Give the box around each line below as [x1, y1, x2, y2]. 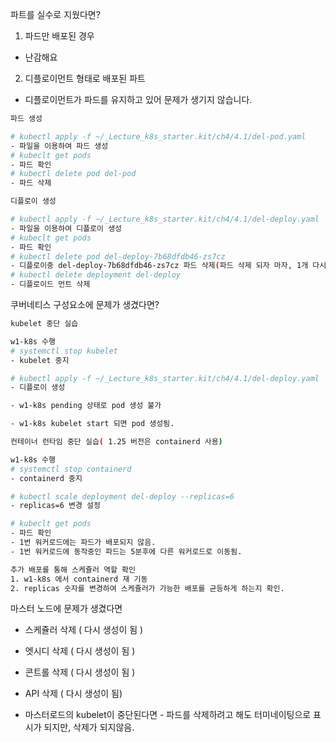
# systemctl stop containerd [10, 464, 132, 474]
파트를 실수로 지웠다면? [10, 9, 101, 20]
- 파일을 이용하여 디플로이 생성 [10, 223, 123, 233]
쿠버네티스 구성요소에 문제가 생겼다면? [10, 299, 160, 310]
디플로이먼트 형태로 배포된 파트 [24, 73, 146, 84]
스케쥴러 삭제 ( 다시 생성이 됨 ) [24, 624, 144, 636]
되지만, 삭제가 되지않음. [43, 721, 135, 733]
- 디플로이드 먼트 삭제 [10, 279, 91, 290]
